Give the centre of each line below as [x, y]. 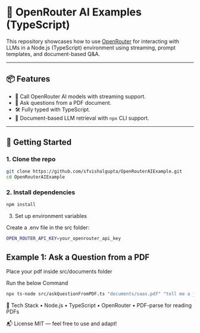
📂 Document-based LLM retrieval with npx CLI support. [82, 118]
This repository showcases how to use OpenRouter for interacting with [93, 41]
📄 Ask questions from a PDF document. [63, 102]
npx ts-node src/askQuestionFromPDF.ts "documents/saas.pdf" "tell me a [98, 294]
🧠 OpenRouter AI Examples [74, 12]
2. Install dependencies [41, 192]
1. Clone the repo [31, 159]
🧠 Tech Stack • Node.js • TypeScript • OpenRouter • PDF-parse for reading [99, 305]
